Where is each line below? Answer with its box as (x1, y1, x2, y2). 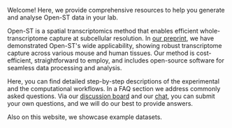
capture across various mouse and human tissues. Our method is (7, 49, 195, 57)
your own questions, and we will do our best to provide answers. (7, 99, 194, 107)
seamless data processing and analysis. (7, 64, 122, 72)
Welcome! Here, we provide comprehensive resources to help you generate (7, 6, 225, 14)
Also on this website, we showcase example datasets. (7, 113, 163, 121)
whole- (200, 27, 221, 35)
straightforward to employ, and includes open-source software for (34, 56, 225, 65)
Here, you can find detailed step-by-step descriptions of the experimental (7, 77, 220, 86)
